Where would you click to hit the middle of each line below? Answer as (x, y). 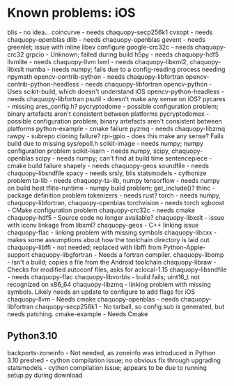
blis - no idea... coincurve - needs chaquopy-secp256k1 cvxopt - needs (110, 32)
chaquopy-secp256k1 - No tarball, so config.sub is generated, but (130, 306)
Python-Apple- (185, 247)
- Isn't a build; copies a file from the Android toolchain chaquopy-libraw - (112, 262)
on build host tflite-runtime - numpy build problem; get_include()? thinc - (111, 188)
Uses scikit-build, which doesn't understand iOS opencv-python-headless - (116, 91)
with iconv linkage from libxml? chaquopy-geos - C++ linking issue (103, 225)
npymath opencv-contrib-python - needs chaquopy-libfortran (96, 76)
